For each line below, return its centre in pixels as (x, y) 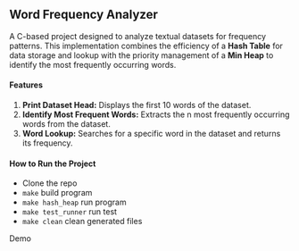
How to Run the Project (53, 163)
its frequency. (47, 143)
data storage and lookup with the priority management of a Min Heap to (141, 55)
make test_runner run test (70, 212)
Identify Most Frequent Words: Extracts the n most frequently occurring (156, 114)
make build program (57, 193)
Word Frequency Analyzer (83, 15)
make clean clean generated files (82, 222)
